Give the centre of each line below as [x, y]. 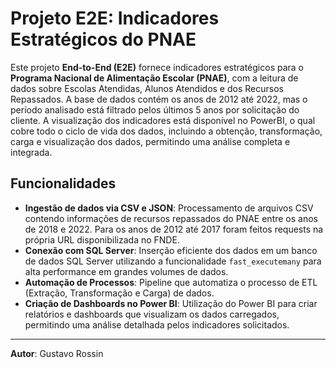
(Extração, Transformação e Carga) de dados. [119, 293]
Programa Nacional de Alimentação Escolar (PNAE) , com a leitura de [154, 78]
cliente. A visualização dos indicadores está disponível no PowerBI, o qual [163, 120]
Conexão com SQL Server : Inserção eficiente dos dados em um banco [171, 250]
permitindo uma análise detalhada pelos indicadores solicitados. [157, 324]
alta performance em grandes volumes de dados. [126, 271]
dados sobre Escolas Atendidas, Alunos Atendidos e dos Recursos [147, 88]
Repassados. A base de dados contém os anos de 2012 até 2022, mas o [159, 99]
